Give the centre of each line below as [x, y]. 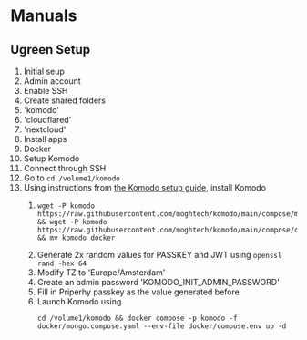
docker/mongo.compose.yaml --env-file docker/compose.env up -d [162, 326]
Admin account [52, 81]
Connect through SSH [65, 168]
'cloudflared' [47, 120]
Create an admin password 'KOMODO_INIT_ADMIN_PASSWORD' [159, 282]
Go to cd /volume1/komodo [72, 178]
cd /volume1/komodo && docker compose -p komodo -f [137, 318]
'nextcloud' [45, 129]
